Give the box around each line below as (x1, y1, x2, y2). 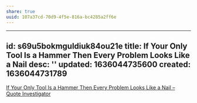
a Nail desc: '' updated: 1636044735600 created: (6, 59, 191, 69)
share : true (6, 8, 35, 15)
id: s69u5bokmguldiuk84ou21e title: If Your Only (6, 41, 188, 51)
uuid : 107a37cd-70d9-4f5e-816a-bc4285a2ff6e (6, 14, 117, 20)
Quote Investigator (6, 90, 51, 97)
